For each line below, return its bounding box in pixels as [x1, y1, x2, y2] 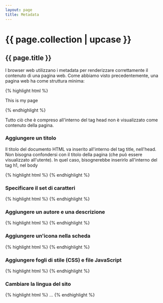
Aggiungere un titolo [5, 134, 57, 141]
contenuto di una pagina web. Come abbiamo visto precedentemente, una [5, 72, 158, 79]
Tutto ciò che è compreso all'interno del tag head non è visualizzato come [5, 117, 158, 123]
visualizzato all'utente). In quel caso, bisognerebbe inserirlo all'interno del [5, 157, 158, 163]
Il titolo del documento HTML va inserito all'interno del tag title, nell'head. [5, 146, 156, 152]
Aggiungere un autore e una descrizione [5, 208, 105, 215]
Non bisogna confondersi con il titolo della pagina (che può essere [5, 151, 142, 158]
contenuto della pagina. [5, 122, 54, 128]
